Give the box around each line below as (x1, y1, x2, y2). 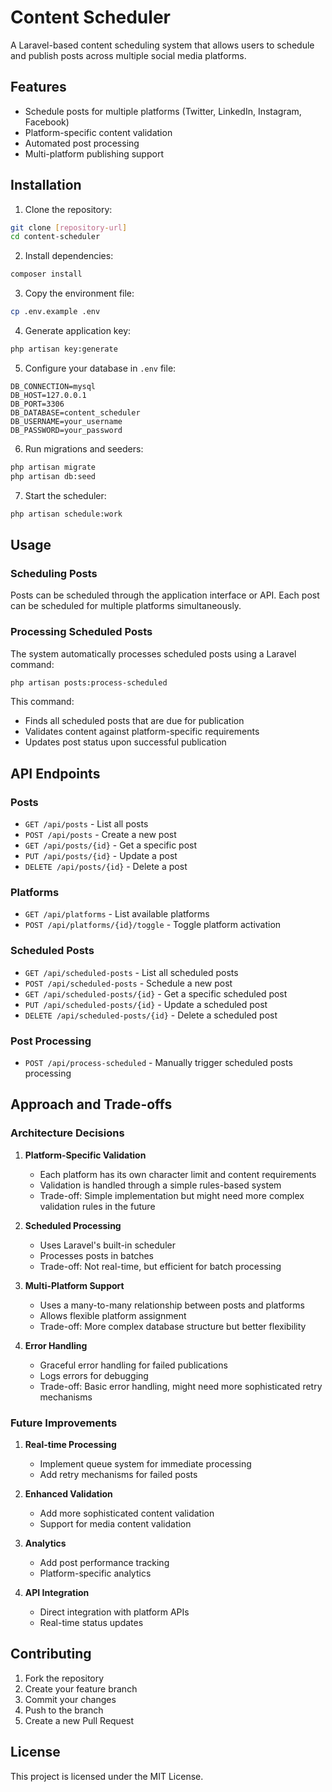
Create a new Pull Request (24, 1714, 135, 1726)
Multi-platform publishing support (24, 147, 164, 160)
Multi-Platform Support (24, 1279, 125, 1291)
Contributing (10, 1646, 92, 1663)
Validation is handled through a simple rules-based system (39, 1179, 282, 1191)
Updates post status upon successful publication (24, 736, 227, 748)
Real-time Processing (24, 1438, 117, 1450)
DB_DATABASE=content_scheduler (10, 407, 141, 418)
